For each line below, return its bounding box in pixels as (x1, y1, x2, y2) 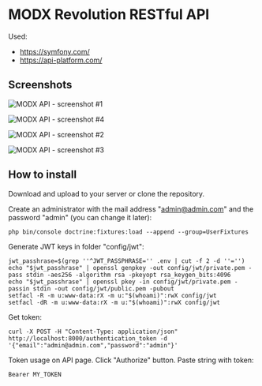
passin (8, 284, 30, 293)
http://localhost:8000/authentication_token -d (8, 334, 168, 343)
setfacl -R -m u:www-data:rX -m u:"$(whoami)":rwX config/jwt (8, 291, 217, 299)
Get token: (8, 312, 42, 321)
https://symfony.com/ (19, 47, 91, 56)
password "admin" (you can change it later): (8, 212, 152, 222)
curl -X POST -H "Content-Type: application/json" (8, 328, 178, 335)
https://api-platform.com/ (19, 55, 103, 65)
